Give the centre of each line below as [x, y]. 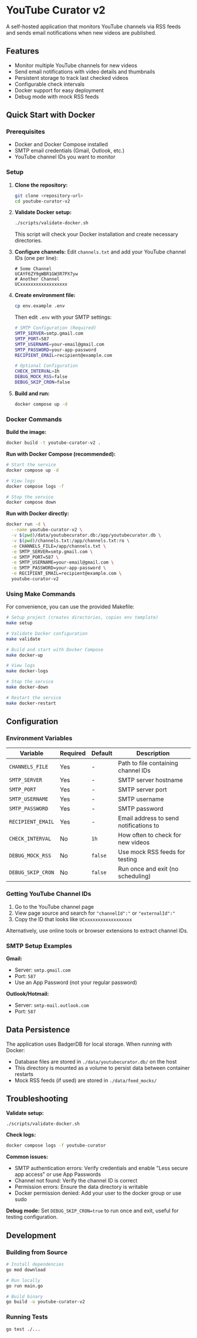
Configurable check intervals [50, 84]
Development [31, 1236]
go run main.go [25, 1286]
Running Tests [27, 1317]
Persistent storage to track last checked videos [72, 77]
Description [153, 753]
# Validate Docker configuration [47, 633]
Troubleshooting [37, 1099]
